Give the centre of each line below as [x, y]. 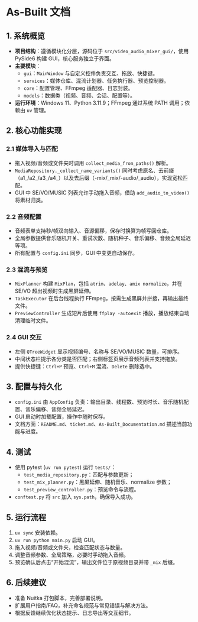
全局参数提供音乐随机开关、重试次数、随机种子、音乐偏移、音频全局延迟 [103, 238]
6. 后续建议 [26, 583]
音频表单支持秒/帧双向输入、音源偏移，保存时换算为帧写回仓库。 [93, 231]
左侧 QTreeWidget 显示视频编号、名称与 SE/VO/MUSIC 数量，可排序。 [99, 351]
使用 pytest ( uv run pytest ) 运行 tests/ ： [65, 467]
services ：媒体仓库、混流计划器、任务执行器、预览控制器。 [96, 81]
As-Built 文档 [38, 12]
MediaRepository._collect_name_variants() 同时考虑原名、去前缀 [94, 170]
